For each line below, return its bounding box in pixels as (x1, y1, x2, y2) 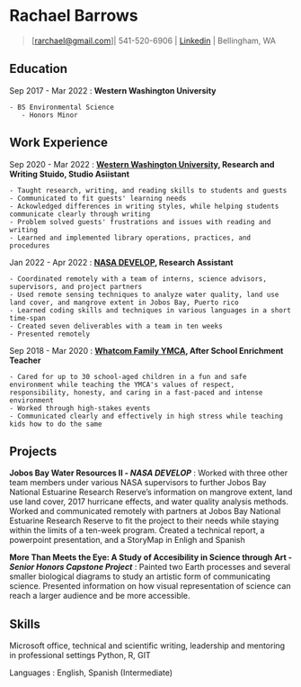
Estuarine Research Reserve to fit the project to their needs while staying (9, 515, 279, 527)
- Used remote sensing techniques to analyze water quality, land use (9, 290, 279, 299)
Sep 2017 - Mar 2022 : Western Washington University (9, 85, 217, 95)
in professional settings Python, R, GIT (9, 650, 151, 661)
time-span (9, 313, 47, 322)
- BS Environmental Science (9, 103, 115, 112)
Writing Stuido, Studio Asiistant (9, 168, 130, 179)
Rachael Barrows (9, 5, 138, 26)
